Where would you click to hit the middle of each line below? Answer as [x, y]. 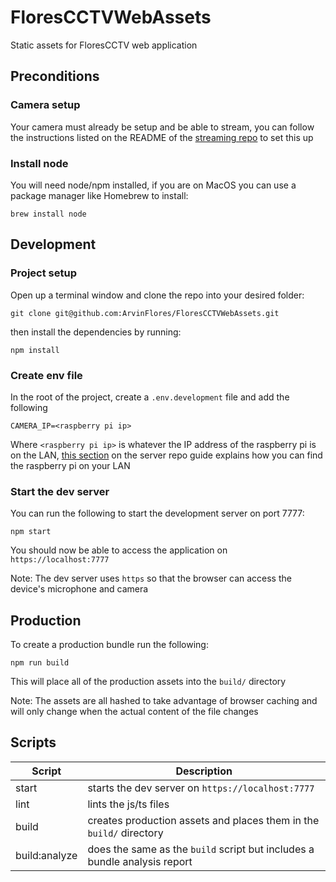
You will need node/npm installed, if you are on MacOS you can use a [153, 185]
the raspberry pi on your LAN [70, 465]
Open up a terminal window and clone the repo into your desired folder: [157, 295]
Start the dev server [60, 491]
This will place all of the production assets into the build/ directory [148, 682]
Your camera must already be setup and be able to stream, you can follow [162, 127]
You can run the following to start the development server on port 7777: [157, 513]
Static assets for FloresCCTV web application [104, 45]
